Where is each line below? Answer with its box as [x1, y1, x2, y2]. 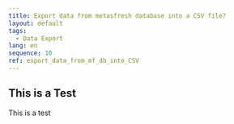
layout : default [8, 19, 63, 27]
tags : [8, 27, 27, 35]
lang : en [8, 42, 38, 50]
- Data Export [15, 34, 63, 43]
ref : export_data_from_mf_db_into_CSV [8, 57, 139, 65]
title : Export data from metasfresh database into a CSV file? [8, 11, 227, 20]
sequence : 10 [8, 49, 53, 57]
